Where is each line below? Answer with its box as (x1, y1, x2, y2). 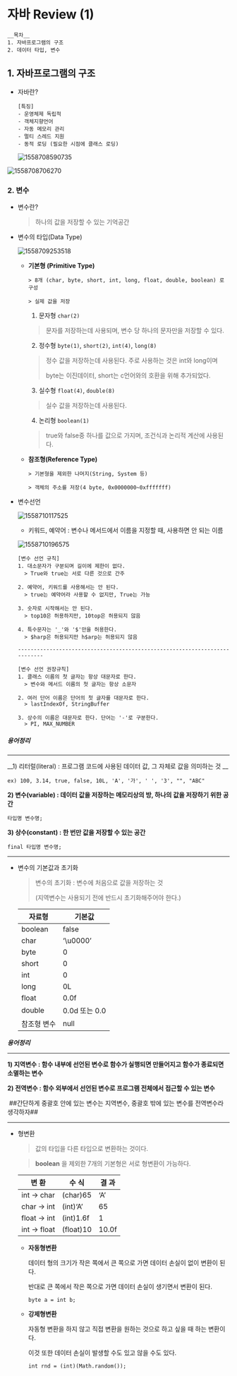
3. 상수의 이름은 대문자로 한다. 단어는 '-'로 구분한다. (17, 714, 159, 722)
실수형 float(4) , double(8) (38, 386, 115, 395)
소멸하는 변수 (7, 1069, 44, 1078)
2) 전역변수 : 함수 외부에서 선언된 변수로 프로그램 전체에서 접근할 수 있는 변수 (7, 1084, 215, 1092)
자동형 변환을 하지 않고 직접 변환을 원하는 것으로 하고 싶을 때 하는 (28, 1324, 207, 1334)
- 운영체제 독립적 (17, 110, 61, 117)
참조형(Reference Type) (28, 455, 98, 464)
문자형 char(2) (38, 311, 80, 320)
